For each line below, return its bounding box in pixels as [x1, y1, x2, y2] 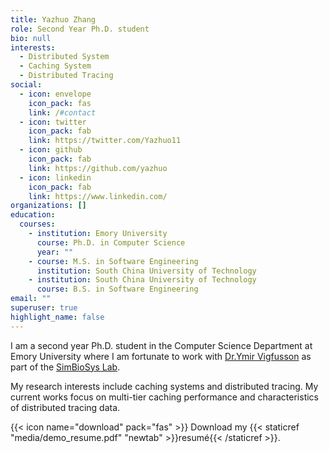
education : [10, 210, 56, 220]
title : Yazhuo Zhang [10, 14, 97, 25]
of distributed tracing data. [10, 401, 121, 413]
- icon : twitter [19, 117, 87, 127]
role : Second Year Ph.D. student [10, 24, 150, 34]
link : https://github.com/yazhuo [28, 163, 168, 173]
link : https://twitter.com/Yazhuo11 [28, 136, 182, 146]
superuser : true [10, 303, 78, 313]
